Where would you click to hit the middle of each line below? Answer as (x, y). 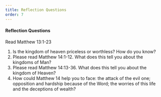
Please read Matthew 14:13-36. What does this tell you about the (79, 67)
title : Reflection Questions (36, 10)
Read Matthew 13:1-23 (28, 42)
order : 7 (14, 15)
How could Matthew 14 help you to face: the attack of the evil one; (82, 78)
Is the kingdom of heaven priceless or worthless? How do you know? (84, 51)
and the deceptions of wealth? (44, 89)
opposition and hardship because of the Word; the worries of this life (84, 83)
